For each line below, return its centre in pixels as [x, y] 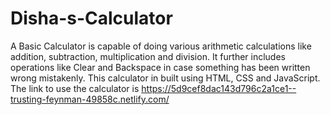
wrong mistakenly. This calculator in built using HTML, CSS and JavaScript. [165, 78]
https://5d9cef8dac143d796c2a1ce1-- [219, 88]
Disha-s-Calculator [91, 18]
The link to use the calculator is [75, 88]
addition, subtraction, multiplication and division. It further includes [148, 56]
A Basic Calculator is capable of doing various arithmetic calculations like [161, 46]
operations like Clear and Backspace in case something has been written [160, 67]
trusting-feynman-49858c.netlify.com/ [90, 99]
